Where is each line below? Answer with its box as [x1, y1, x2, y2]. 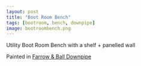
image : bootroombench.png [6, 25, 71, 32]
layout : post [6, 8, 39, 15]
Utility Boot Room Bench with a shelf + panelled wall [6, 42, 136, 49]
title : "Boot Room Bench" [6, 14, 71, 20]
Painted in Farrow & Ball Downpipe [6, 53, 92, 60]
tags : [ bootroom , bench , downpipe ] [6, 20, 95, 26]
